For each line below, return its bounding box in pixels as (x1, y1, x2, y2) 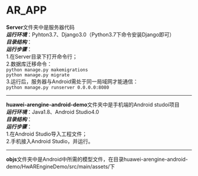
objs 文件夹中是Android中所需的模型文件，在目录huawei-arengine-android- (6, 155, 189, 163)
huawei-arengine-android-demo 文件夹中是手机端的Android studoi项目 (6, 101, 180, 108)
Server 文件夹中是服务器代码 (6, 23, 75, 31)
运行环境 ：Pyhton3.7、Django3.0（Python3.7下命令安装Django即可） (6, 31, 175, 38)
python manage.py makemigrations (6, 67, 88, 73)
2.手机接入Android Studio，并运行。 (6, 137, 94, 144)
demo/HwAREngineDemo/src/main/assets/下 (6, 163, 115, 170)
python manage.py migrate (6, 72, 70, 78)
